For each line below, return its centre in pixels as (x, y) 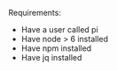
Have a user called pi (59, 29)
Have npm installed (56, 48)
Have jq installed (51, 57)
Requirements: (35, 13)
